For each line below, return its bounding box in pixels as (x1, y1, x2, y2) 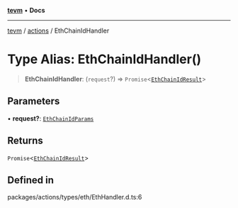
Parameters (7, 95, 60, 107)
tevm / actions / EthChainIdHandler (7, 26, 110, 35)
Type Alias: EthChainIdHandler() (7, 51, 202, 67)
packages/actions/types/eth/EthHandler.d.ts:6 (7, 193, 142, 202)
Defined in (7, 174, 55, 186)
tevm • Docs (7, 6, 45, 14)
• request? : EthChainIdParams (7, 114, 94, 123)
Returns (7, 135, 44, 147)
